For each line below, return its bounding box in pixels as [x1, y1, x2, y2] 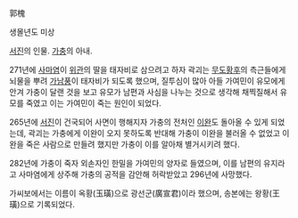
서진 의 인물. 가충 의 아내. [9, 45, 93, 56]
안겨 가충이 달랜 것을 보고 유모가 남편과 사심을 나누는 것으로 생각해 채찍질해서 [9, 87, 278, 97]
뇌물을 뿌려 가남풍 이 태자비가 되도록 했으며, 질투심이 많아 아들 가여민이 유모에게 [9, 76, 286, 86]
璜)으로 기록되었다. [9, 199, 76, 209]
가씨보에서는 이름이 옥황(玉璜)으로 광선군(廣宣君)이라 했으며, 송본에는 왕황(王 [9, 188, 280, 198]
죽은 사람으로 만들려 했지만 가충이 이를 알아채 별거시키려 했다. [25, 139, 240, 149]
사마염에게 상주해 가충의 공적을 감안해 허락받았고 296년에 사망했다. [18, 169, 252, 180]
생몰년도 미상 [9, 27, 55, 37]
